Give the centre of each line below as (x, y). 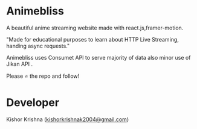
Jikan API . (20, 64)
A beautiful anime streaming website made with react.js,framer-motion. (95, 28)
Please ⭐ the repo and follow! (43, 76)
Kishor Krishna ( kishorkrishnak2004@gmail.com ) (67, 119)
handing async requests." (38, 46)
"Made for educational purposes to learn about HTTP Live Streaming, (93, 39)
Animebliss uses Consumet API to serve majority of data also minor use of (98, 57)
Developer (33, 103)
